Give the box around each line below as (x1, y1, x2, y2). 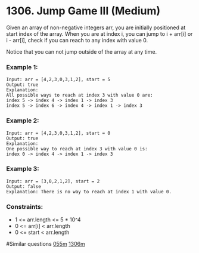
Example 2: (6, 116, 39, 125)
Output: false (6, 183, 42, 189)
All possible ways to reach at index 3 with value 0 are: (6, 92, 153, 98)
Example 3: (6, 165, 40, 173)
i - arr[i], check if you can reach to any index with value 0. (6, 36, 148, 44)
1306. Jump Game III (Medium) (6, 4, 161, 18)
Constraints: (6, 202, 43, 211)
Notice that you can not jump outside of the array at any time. (6, 48, 157, 55)
